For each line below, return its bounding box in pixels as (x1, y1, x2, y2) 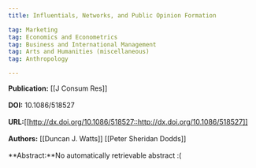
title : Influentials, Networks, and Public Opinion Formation (8, 11, 217, 20)
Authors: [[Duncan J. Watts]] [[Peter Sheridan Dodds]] (8, 134, 187, 143)
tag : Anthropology (8, 55, 69, 63)
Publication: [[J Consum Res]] (8, 84, 108, 93)
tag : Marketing (8, 25, 58, 34)
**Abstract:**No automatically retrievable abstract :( (8, 151, 182, 160)
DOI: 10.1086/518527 (8, 100, 75, 110)
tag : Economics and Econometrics (8, 33, 118, 41)
